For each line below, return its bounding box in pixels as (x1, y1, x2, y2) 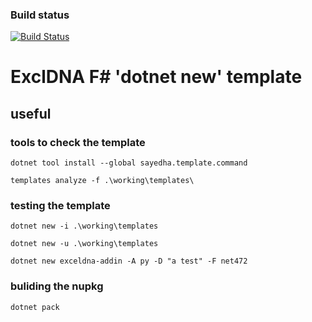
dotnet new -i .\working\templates (10, 221, 159, 232)
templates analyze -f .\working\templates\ (10, 176, 195, 186)
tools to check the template (10, 135, 146, 149)
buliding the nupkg (10, 279, 104, 293)
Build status (10, 8, 70, 22)
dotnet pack (10, 302, 60, 312)
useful (10, 105, 52, 122)
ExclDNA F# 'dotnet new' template (10, 66, 303, 88)
